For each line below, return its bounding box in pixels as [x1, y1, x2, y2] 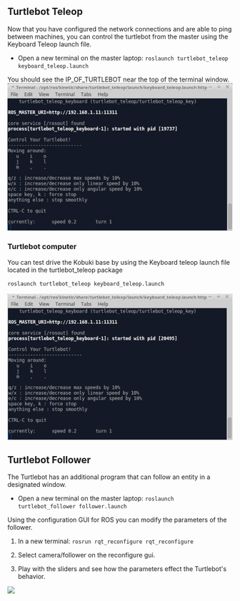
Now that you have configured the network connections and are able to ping [7, 24, 232, 33]
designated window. [7, 480, 66, 489]
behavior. [17, 572, 46, 581]
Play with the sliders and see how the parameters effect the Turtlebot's [17, 565, 227, 573]
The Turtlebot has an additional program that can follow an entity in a [7, 473, 211, 481]
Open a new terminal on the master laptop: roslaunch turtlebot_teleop [17, 54, 229, 62]
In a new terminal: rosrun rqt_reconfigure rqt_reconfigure [17, 537, 194, 545]
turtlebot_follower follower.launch [17, 503, 127, 510]
